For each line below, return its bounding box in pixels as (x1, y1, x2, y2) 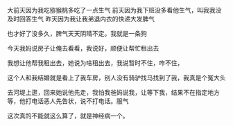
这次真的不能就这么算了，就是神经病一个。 (7, 111, 129, 120)
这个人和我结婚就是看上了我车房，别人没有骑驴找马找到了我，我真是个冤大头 (7, 73, 226, 82)
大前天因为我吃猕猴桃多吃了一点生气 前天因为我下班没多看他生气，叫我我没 (7, 6, 222, 14)
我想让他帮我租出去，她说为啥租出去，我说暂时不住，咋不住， (7, 59, 184, 67)
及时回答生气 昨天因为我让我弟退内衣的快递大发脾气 (7, 15, 155, 23)
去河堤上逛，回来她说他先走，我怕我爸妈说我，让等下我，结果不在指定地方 (7, 89, 220, 96)
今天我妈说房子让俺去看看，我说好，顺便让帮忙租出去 (7, 44, 159, 52)
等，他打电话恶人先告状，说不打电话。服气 (7, 97, 129, 105)
